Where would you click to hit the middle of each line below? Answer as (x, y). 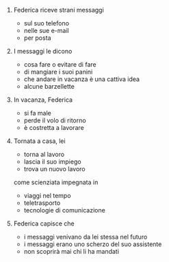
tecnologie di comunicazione (65, 210)
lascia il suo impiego (52, 162)
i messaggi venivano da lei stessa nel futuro (86, 237)
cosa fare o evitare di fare (60, 64)
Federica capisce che (44, 223)
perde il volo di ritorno (55, 120)
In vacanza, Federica (43, 100)
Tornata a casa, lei (40, 141)
